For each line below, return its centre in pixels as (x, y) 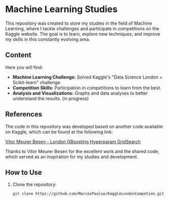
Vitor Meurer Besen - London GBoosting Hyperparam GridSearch (73, 142)
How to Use (24, 172)
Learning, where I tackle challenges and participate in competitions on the (82, 28)
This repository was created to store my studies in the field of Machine (79, 23)
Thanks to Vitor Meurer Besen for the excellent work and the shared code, (82, 151)
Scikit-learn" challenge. (37, 82)
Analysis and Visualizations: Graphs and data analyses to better (80, 93)
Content (18, 55)
